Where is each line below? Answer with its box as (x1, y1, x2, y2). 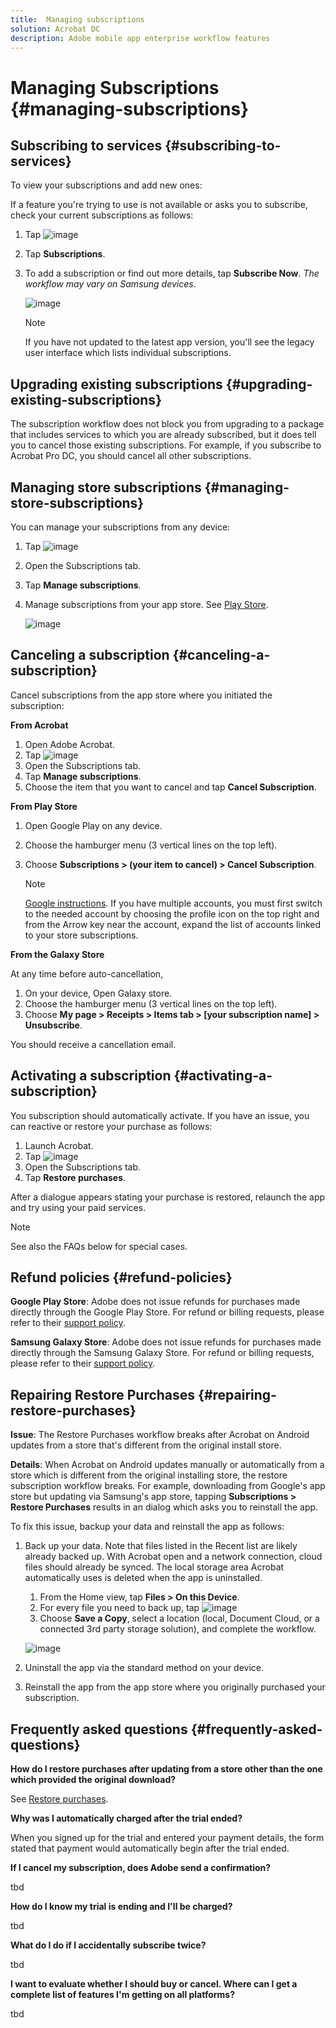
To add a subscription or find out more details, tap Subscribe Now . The (24, 267, 320, 280)
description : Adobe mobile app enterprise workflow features (10, 33, 271, 43)
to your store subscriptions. (24, 929, 139, 941)
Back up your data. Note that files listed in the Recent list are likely (24, 1540, 298, 1552)
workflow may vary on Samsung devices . (24, 278, 197, 290)
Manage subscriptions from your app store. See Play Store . (24, 599, 269, 610)
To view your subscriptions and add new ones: (10, 179, 203, 191)
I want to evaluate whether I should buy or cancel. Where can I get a (10, 1978, 298, 1990)
